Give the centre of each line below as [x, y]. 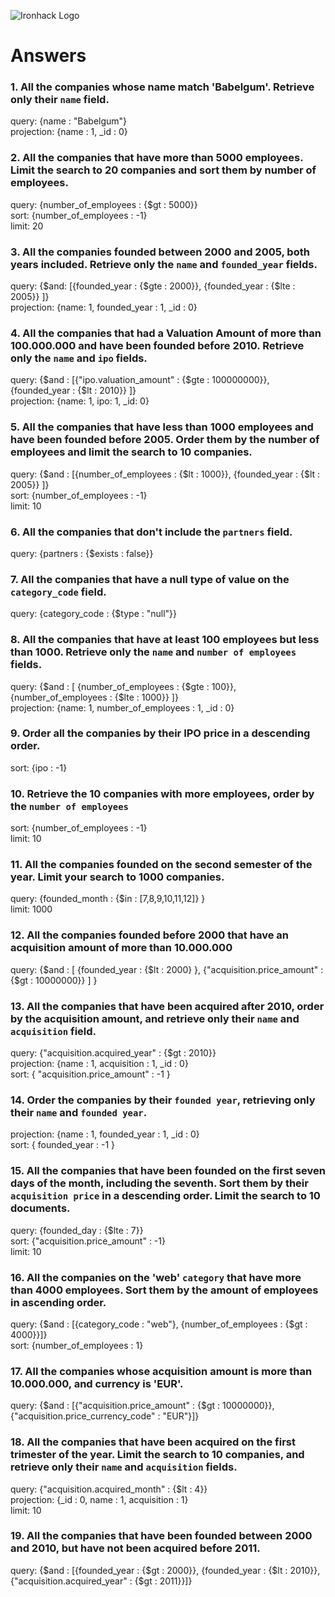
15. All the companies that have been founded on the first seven [168, 1171]
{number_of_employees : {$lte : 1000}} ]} [94, 697]
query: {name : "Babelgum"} [69, 121]
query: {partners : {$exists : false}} [82, 553]
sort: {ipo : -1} [39, 767]
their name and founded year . [79, 1112]
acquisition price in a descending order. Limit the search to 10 [165, 1196]
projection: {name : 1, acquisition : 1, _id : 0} [99, 1064]
